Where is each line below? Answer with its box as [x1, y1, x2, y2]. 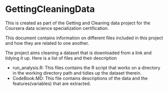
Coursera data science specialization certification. [5, 25, 109, 31]
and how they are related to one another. [5, 40, 89, 46]
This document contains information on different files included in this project [5, 35, 163, 41]
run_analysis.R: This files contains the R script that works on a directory [12, 65, 160, 71]
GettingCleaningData [5, 3, 95, 15]
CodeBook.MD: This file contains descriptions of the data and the [12, 75, 148, 81]
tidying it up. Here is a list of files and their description [5, 55, 117, 61]
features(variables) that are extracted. [12, 81, 91, 87]
